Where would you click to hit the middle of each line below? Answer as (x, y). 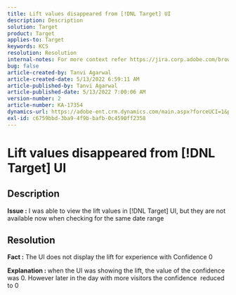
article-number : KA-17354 (45, 105)
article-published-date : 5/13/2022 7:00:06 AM (77, 92)
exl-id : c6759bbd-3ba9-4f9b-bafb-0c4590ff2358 (77, 118)
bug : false (23, 66)
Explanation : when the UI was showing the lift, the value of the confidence (116, 270)
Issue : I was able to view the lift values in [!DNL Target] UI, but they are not (117, 211)
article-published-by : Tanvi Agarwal (63, 86)
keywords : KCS (28, 46)
